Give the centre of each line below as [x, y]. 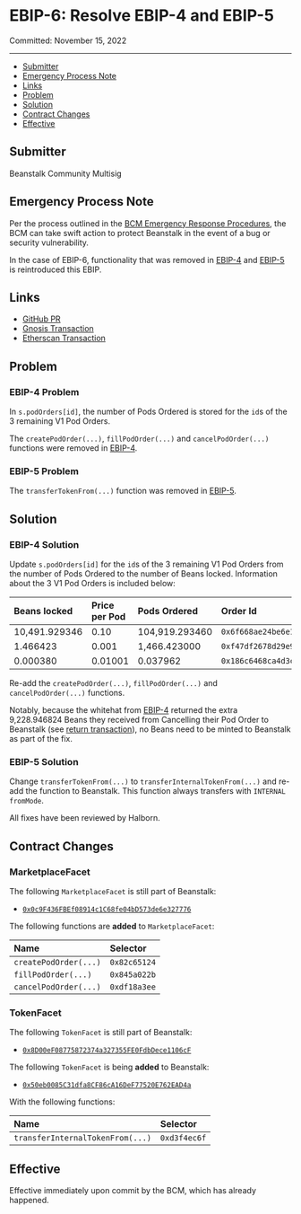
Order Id [239, 611]
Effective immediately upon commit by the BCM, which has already [133, 1191]
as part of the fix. [41, 739]
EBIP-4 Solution [44, 544]
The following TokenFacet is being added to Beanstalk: [109, 1067]
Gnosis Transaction [58, 329]
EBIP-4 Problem [44, 391]
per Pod [108, 617]
